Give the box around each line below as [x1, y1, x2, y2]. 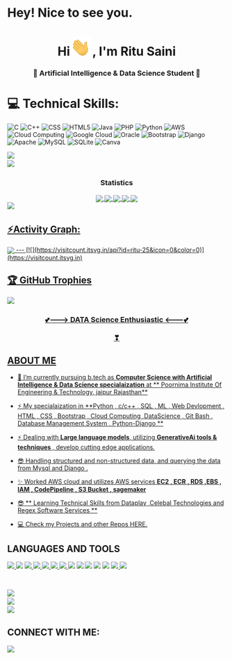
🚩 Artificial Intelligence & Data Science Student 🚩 [33, 68, 201, 78]
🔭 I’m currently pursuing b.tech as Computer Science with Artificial [17, 373, 213, 382]
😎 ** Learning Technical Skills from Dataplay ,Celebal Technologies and [17, 499, 224, 507]
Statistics [100, 178, 133, 188]
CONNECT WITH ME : [7, 627, 100, 638]
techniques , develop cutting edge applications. [17, 443, 155, 451]
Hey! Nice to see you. [7, 5, 133, 21]
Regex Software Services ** [17, 506, 98, 515]
